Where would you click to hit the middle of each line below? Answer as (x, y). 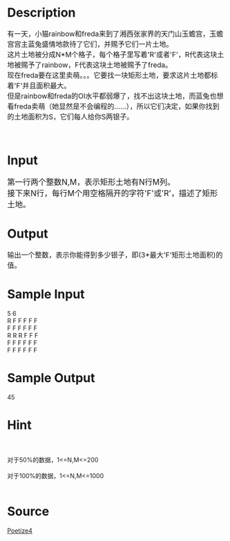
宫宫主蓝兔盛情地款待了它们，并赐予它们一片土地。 (90, 44)
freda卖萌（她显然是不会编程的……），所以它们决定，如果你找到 (117, 106)
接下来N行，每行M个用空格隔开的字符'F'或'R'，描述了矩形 (113, 193)
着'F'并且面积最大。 (39, 86)
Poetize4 (20, 531)
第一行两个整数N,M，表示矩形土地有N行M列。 (91, 182)
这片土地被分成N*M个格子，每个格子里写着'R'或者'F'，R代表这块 (112, 55)
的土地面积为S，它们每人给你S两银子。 (70, 117)
